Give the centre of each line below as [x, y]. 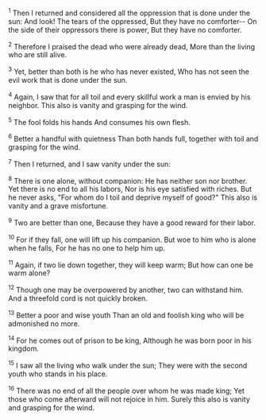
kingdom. [24, 348]
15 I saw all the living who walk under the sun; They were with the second [128, 365]
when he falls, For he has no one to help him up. [87, 248]
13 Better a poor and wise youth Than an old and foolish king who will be [126, 314]
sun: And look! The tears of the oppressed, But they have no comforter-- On [133, 21]
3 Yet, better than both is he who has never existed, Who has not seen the [129, 71]
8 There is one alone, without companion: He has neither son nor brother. [128, 180]
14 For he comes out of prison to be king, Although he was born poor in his [130, 340]
